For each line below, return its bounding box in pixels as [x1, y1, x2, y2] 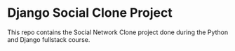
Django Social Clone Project [7, 5, 173, 21]
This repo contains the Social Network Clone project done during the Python [7, 28, 229, 36]
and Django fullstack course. [7, 35, 90, 43]
